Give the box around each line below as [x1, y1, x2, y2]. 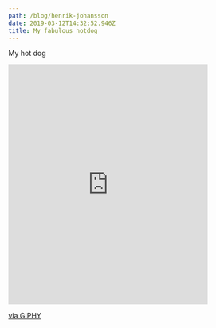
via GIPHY [8, 311, 42, 321]
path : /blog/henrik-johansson [8, 11, 109, 20]
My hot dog [8, 49, 46, 58]
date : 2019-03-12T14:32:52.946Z [8, 19, 116, 27]
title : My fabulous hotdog [8, 26, 98, 34]
